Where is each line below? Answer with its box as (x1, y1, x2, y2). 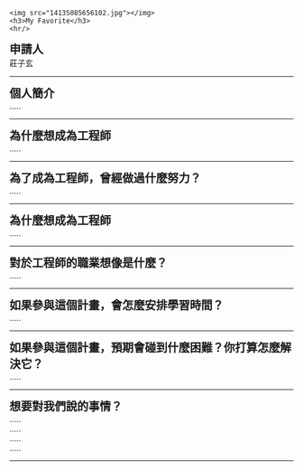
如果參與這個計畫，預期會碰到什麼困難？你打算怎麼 (9, 341, 280, 355)
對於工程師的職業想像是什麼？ (9, 256, 168, 270)
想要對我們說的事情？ (9, 400, 123, 414)
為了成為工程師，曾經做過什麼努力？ (9, 172, 201, 185)
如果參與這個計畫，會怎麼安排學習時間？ (9, 298, 224, 313)
